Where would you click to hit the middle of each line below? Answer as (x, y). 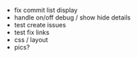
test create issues (40, 25)
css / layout (31, 40)
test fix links (31, 32)
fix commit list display (46, 10)
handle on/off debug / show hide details (72, 17)
